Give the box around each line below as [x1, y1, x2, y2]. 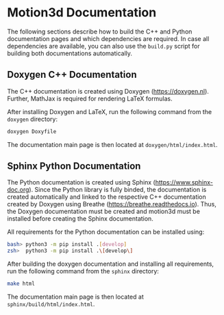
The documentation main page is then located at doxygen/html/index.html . [7, 140, 218, 148]
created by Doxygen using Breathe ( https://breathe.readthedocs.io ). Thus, [7, 200, 217, 208]
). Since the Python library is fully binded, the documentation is [29, 186, 207, 194]
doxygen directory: [7, 115, 58, 123]
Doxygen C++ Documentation [7, 69, 137, 81]
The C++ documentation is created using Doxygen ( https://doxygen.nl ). [7, 87, 209, 95]
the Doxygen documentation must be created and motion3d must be [7, 207, 201, 216]
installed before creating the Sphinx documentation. [7, 215, 154, 223]
